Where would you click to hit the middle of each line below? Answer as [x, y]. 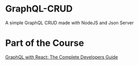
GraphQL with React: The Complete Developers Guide [62, 57]
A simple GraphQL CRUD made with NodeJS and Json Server [69, 23]
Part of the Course [45, 43]
